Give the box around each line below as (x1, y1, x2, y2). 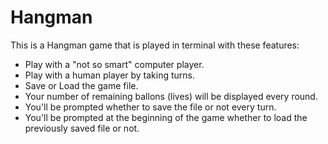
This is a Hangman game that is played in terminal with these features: (10, 39, 300, 51)
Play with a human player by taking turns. (24, 69, 196, 81)
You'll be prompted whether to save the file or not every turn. (24, 101, 277, 113)
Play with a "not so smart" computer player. (24, 58, 205, 70)
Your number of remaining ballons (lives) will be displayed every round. (24, 90, 318, 102)
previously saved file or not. (24, 122, 140, 134)
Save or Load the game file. (24, 79, 139, 91)
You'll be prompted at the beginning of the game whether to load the (24, 111, 308, 123)
